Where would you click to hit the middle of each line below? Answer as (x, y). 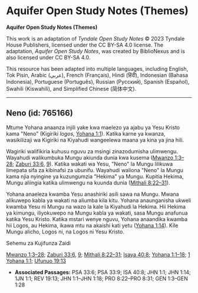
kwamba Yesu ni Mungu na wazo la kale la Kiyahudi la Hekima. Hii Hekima (96, 206)
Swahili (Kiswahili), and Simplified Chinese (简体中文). (71, 88)
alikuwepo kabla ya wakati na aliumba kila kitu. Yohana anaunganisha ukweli (99, 200)
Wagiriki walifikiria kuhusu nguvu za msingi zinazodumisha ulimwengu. (92, 151)
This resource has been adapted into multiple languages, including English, (97, 68)
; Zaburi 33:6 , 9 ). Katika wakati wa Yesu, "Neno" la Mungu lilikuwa (93, 164)
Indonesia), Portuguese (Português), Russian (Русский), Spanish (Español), (98, 81)
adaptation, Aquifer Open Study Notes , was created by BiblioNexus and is (96, 51)
